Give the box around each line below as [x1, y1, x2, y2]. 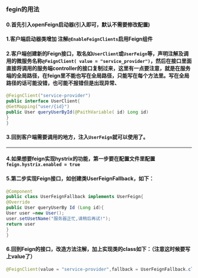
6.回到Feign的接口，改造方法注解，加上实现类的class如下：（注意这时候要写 [6, 246, 190, 253]
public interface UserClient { [6, 98, 81, 104]
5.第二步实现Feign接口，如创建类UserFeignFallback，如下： [6, 175, 154, 182]
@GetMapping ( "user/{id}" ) [6, 104, 70, 110]
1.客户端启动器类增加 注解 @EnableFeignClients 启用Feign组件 [6, 35, 153, 42]
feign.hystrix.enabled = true [6, 162, 81, 168]
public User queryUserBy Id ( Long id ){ [6, 205, 104, 211]
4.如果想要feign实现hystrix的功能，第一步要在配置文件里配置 [6, 155, 156, 162]
